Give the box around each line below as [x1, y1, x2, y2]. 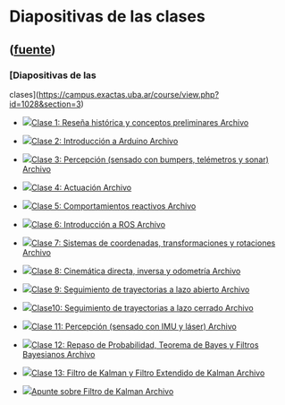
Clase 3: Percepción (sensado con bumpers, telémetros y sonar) [30, 154, 270, 165]
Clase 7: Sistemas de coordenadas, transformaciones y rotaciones [30, 237, 276, 248]
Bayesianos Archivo [21, 349, 96, 359]
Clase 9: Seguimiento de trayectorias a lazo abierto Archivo [30, 284, 250, 295]
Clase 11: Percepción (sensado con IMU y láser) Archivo [30, 321, 237, 332]
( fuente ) [9, 42, 56, 57]
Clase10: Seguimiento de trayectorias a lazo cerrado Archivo [30, 302, 254, 313]
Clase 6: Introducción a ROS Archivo [30, 219, 166, 229]
